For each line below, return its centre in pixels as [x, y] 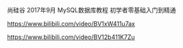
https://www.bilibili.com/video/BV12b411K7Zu [71, 37]
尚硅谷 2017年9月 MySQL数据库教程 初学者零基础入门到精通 [91, 10]
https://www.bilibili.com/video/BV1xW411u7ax [71, 24]
